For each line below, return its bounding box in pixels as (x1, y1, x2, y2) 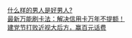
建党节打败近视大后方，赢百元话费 (7, 23, 107, 31)
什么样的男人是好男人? (7, 6, 73, 14)
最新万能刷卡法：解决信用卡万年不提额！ (7, 15, 125, 23)
